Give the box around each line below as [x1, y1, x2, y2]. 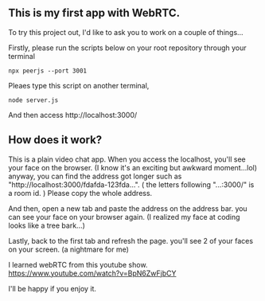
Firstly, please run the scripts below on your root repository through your [8, 43, 247, 53]
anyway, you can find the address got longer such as [8, 171, 182, 181]
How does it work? [8, 133, 103, 147]
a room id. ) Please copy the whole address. [8, 188, 153, 197]
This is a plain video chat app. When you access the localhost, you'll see [8, 154, 246, 164]
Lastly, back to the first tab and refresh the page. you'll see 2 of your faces [8, 236, 253, 245]
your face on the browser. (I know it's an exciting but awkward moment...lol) [8, 162, 257, 172]
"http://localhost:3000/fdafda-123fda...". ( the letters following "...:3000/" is [8, 179, 255, 190]
